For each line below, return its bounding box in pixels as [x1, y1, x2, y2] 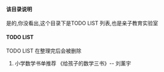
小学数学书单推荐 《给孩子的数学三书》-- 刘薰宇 [14, 60, 132, 67]
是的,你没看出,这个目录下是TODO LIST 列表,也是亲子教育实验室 [6, 19, 158, 27]
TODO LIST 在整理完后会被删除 [6, 47, 81, 54]
